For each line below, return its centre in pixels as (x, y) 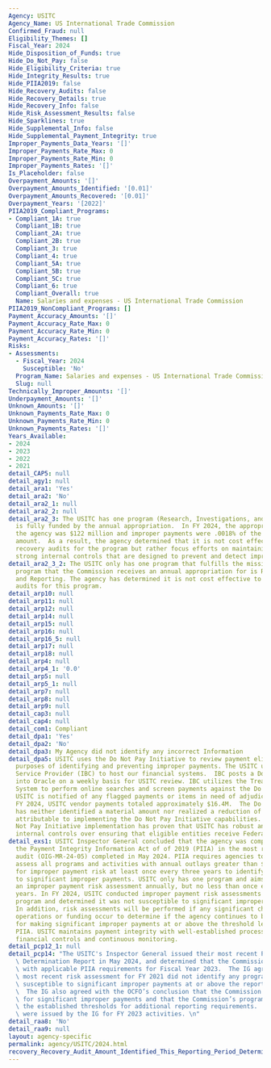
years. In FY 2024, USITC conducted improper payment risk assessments (139, 894)
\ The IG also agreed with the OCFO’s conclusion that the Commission (139, 991)
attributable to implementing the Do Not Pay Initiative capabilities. (139, 819)
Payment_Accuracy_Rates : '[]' (59, 339)
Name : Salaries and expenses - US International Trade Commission (129, 301)
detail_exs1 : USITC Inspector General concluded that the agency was (128, 842)
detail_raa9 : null (39, 1029)
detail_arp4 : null (39, 662)
